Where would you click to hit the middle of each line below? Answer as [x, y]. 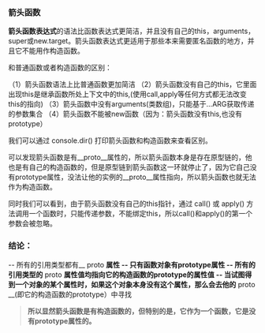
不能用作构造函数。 [53, 51]
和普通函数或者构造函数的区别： [60, 68]
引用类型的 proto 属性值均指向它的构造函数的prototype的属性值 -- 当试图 [127, 275]
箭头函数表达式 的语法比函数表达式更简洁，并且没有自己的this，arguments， [131, 31]
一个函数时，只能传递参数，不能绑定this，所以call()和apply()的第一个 [141, 214]
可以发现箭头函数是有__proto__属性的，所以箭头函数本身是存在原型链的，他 [130, 157]
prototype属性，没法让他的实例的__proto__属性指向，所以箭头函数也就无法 [135, 177]
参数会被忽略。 [32, 223]
